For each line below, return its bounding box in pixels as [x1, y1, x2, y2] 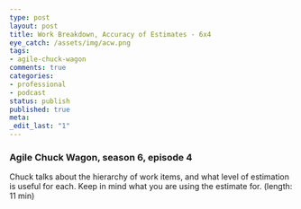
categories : [9, 72, 54, 81]
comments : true [9, 64, 67, 73]
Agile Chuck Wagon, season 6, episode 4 [9, 151, 193, 163]
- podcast [9, 88, 47, 97]
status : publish [9, 96, 70, 106]
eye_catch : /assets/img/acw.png [9, 38, 131, 48]
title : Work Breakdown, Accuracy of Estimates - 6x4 [9, 30, 212, 39]
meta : [9, 113, 30, 122]
